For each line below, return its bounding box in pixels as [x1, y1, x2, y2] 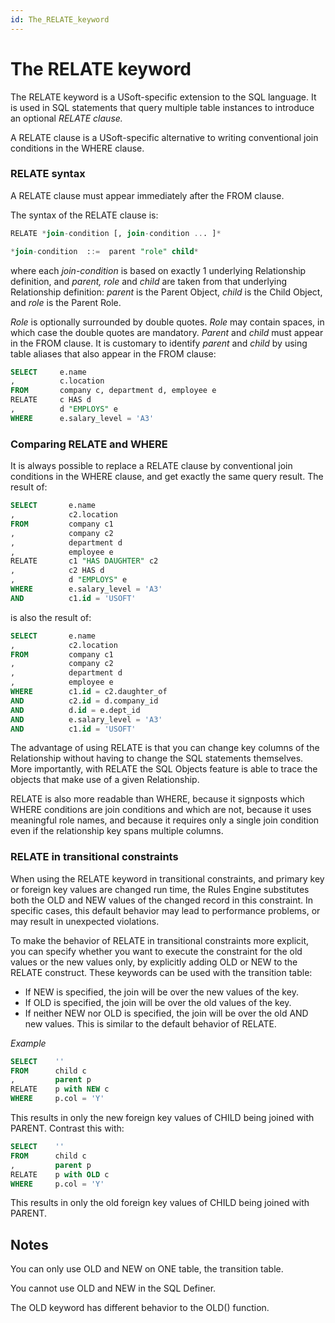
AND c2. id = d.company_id [10, 696, 159, 706]
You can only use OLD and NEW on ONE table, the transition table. [10, 1263, 284, 1275]
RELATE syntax [10, 167, 86, 181]
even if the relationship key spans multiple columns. [10, 825, 224, 837]
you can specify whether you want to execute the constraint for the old [10, 945, 303, 957]
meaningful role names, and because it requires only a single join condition [10, 814, 320, 826]
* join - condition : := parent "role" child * [10, 246, 199, 256]
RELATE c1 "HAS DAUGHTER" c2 [10, 556, 159, 566]
